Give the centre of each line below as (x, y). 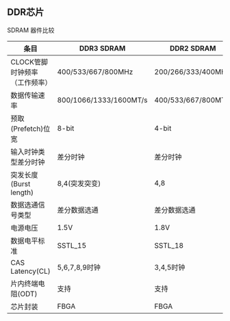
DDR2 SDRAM (193, 48)
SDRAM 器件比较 (31, 30)
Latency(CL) (30, 271)
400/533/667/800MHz (95, 72)
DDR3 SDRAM (102, 48)
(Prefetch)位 (30, 129)
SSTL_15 (72, 245)
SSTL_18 (169, 245)
